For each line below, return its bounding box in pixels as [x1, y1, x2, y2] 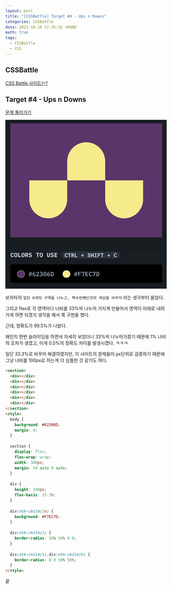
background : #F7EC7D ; [14, 514, 60, 519]
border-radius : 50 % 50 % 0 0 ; [14, 536, 77, 541]
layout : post [5, 8, 33, 13]
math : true [5, 30, 29, 35]
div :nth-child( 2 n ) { [10, 509, 54, 514]
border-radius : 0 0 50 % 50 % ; [14, 557, 77, 562]
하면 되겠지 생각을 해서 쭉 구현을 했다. [14, 312, 90, 318]
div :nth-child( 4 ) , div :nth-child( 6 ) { [10, 552, 91, 557]
